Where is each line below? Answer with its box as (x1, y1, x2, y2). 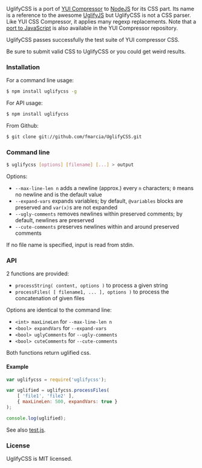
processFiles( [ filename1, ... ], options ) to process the (15, 288, 169, 295)
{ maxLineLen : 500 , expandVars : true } (17, 399, 118, 405)
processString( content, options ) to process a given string (15, 282, 168, 289)
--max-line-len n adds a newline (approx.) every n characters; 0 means (15, 185, 194, 192)
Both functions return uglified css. (6, 349, 91, 357)
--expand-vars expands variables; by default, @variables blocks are (15, 197, 183, 205)
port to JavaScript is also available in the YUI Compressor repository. (6, 24, 178, 31)
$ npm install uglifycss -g (6, 88, 77, 94)
